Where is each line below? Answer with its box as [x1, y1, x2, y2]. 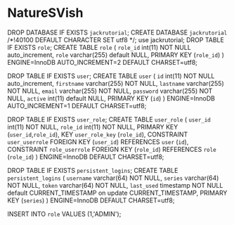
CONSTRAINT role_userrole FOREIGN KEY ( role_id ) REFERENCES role [7, 145, 216, 153]
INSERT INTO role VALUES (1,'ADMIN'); [7, 210, 122, 218]
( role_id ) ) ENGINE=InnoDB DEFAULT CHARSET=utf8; [7, 153, 164, 161]
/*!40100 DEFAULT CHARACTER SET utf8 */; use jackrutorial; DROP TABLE [7, 35, 225, 44]
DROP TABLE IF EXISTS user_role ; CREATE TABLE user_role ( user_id [7, 115, 211, 124]
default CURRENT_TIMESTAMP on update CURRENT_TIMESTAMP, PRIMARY [7, 188, 228, 197]
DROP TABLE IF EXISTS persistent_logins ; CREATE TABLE [7, 166, 178, 174]
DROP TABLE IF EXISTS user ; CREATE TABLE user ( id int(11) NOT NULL [7, 72, 215, 80]
